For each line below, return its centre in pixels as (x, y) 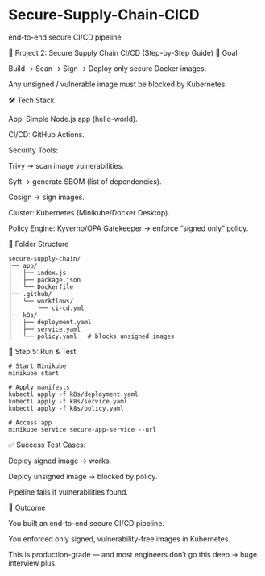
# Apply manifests (39, 387)
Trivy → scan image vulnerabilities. (66, 165)
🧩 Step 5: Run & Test (42, 351)
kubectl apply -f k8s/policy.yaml (66, 408)
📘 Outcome (27, 507)
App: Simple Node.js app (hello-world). (73, 119)
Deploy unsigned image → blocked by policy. (83, 476)
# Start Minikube (37, 366)
